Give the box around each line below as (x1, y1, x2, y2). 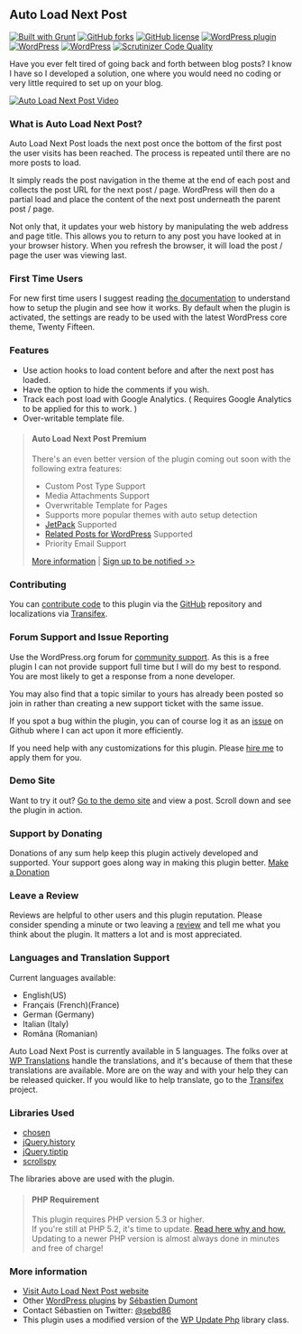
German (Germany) (22, 1009, 95, 1020)
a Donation (9, 867, 50, 878)
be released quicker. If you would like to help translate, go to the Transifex (9, 1074, 284, 1085)
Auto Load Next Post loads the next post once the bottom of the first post (9, 138, 282, 149)
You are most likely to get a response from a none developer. (9, 670, 236, 681)
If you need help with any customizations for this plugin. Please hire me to (9, 742, 284, 753)
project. (9, 1084, 39, 1095)
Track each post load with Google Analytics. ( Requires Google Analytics (22, 393, 292, 405)
